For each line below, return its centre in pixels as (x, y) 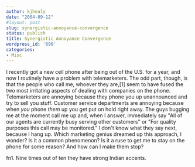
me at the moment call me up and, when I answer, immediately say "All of (94, 115)
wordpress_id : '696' (31, 45)
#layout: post (23, 22)
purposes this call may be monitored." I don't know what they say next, (92, 128)
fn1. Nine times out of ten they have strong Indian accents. (76, 158)
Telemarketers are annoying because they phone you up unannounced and (97, 97)
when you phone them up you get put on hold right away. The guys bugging (98, 109)
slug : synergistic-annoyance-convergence (57, 28)
